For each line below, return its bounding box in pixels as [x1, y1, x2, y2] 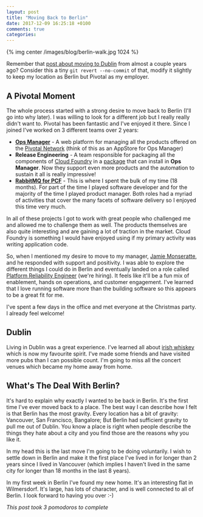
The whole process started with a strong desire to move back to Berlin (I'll [6, 107, 191, 114]
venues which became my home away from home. [6, 363, 132, 370]
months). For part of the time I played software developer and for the [15, 184, 188, 191]
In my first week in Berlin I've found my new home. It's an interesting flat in [6, 479, 193, 486]
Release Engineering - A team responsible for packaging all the [15, 151, 175, 159]
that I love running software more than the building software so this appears [6, 285, 196, 292]
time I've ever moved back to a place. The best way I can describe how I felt [6, 403, 198, 410]
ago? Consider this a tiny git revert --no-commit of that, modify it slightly [6, 66, 192, 74]
